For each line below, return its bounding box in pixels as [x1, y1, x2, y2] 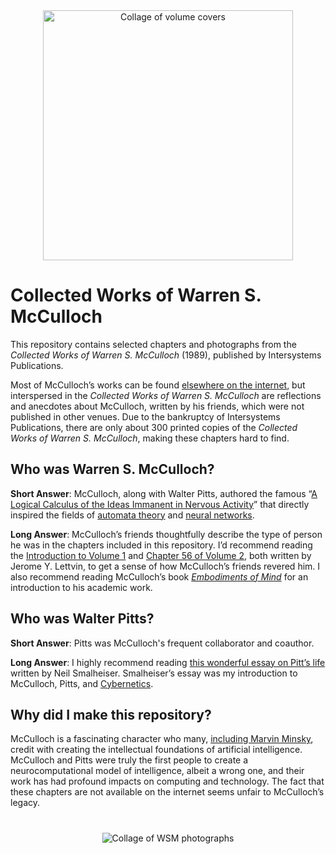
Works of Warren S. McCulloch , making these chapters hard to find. [10, 432, 290, 444]
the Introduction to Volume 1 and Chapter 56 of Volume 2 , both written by [10, 549, 312, 561]
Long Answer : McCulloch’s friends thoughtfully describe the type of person [10, 528, 323, 540]
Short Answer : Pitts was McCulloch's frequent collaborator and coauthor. [10, 637, 315, 649]
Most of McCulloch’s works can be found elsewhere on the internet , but [10, 379, 306, 391]
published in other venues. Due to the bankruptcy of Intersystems [10, 410, 281, 423]
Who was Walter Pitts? [10, 610, 155, 628]
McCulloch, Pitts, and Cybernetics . [10, 677, 154, 689]
